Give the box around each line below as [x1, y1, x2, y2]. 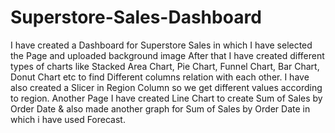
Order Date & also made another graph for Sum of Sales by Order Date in [10, 102, 311, 115]
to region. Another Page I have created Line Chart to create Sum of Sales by [10, 92, 323, 104]
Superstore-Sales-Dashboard [10, 6, 262, 29]
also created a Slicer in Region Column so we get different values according [10, 81, 323, 93]
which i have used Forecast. [10, 113, 126, 125]
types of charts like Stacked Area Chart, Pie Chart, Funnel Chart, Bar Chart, [10, 60, 320, 72]
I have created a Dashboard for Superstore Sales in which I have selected [10, 39, 313, 51]
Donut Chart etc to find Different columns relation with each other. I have [10, 71, 310, 83]
